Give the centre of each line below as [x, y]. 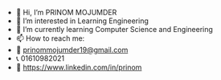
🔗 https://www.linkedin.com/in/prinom [79, 67]
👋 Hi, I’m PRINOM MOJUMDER [66, 12]
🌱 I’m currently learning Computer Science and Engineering [114, 29]
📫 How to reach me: [50, 38]
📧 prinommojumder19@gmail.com [72, 50]
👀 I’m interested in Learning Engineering [82, 21]
